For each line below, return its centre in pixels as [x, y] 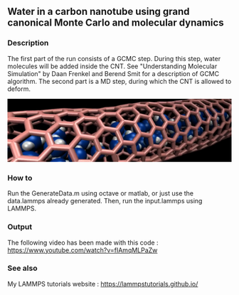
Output [20, 227]
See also [22, 268]
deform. [19, 89]
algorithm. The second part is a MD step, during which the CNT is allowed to [119, 81]
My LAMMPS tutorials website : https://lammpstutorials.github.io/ [103, 284]
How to [20, 178]
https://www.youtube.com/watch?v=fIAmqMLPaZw [83, 250]
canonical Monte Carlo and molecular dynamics [116, 23]
